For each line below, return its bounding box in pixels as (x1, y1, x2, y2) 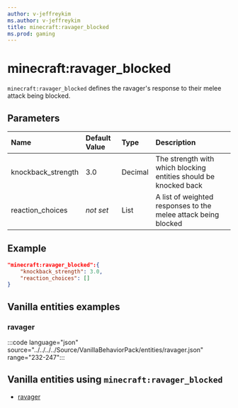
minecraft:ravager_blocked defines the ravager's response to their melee (7, 84, 222, 93)
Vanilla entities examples (7, 300, 120, 312)
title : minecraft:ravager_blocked (7, 23, 110, 30)
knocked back (155, 181, 203, 190)
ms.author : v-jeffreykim (7, 17, 81, 24)
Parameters (7, 112, 60, 124)
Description (155, 137, 196, 147)
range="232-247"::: (7, 353, 65, 361)
